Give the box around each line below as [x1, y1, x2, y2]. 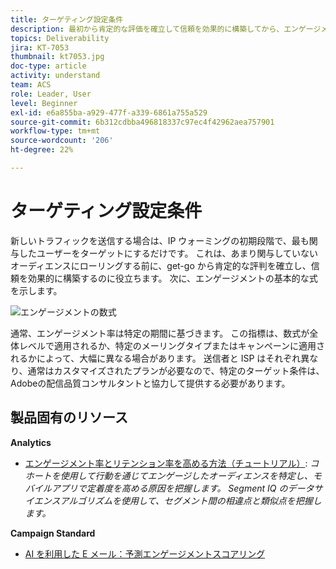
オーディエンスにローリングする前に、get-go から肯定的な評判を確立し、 [10, 259, 312, 271]
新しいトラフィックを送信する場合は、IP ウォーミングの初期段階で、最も [10, 234, 310, 246]
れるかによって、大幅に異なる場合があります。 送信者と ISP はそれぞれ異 [10, 352, 310, 364]
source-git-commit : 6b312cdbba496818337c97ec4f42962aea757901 [10, 117, 275, 127]
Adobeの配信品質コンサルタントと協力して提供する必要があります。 [10, 377, 291, 389]
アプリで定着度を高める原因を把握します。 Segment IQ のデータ [51, 482, 315, 494]
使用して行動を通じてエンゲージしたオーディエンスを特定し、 [59, 469, 313, 481]
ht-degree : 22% [10, 145, 74, 155]
